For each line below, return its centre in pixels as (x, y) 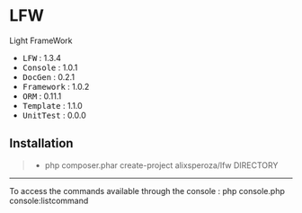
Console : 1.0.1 (50, 67)
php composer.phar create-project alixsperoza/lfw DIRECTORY (161, 165)
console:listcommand (49, 200)
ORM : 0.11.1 (42, 96)
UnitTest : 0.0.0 (54, 115)
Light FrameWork (41, 40)
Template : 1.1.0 (52, 105)
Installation (41, 143)
